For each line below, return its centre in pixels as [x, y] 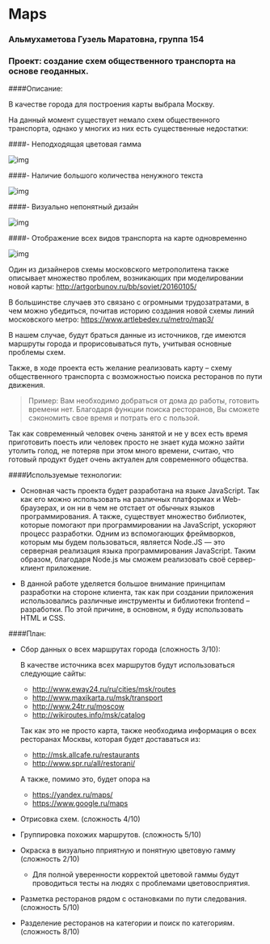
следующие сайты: [53, 674]
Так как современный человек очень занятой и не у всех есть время [128, 434]
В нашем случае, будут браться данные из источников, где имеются [127, 335]
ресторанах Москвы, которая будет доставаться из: [110, 740]
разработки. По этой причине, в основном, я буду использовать [132, 609]
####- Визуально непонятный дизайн [74, 207]
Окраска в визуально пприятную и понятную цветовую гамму [128, 850]
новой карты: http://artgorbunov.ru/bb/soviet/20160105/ [103, 287]
